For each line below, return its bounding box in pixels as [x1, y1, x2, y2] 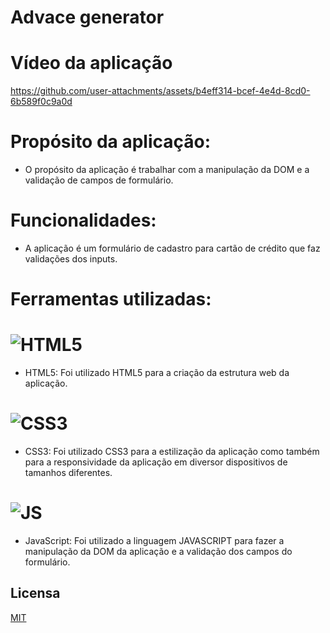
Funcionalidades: [10, 209, 157, 232]
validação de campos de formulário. [24, 174, 174, 186]
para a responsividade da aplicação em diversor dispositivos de [24, 456, 288, 468]
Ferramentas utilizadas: [10, 288, 212, 311]
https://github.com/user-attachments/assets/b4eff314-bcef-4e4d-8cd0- [10, 85, 311, 97]
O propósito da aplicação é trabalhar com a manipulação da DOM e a [24, 164, 310, 176]
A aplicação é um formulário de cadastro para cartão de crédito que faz [24, 242, 321, 254]
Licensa [10, 585, 61, 602]
